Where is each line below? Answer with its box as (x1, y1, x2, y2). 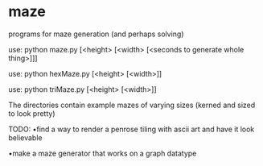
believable (8, 132, 43, 143)
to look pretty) (8, 108, 55, 118)
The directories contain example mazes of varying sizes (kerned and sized (8, 100, 256, 110)
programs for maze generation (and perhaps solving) (8, 29, 184, 39)
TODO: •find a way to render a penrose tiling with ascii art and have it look (8, 124, 255, 134)
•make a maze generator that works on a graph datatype (8, 148, 197, 158)
